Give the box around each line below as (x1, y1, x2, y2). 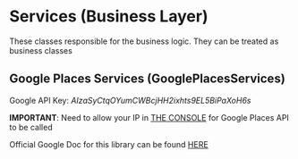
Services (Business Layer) (9, 6, 209, 27)
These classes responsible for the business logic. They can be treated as (9, 36, 279, 46)
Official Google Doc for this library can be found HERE (9, 138, 209, 149)
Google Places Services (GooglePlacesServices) (9, 71, 286, 87)
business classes (9, 45, 73, 55)
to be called (9, 121, 53, 132)
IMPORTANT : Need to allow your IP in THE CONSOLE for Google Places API (9, 112, 289, 122)
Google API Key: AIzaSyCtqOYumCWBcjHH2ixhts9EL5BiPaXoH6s (9, 95, 251, 105)
